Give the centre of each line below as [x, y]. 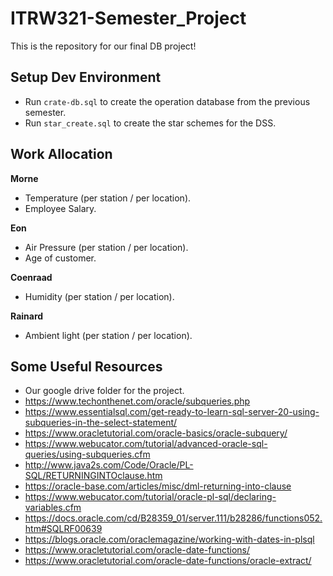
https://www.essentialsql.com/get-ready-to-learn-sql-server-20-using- [172, 412]
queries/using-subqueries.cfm [87, 454]
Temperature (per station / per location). [108, 198]
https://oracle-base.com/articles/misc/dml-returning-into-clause [158, 486]
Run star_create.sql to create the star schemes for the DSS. [150, 123]
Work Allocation [61, 154]
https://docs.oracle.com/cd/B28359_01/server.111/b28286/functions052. [173, 518]
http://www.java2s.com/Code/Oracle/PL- [109, 465]
